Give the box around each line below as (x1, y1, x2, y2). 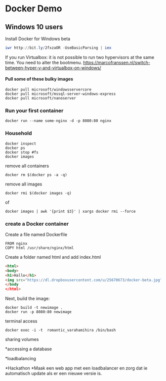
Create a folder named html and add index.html (5, 254, 101, 260)
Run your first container (5, 107, 64, 114)
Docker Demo (5, 3, 62, 14)
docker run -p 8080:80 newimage (5, 310, 72, 315)
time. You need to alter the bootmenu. (5, 59, 83, 65)
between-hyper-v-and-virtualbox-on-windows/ (5, 65, 101, 71)
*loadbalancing (5, 356, 36, 362)
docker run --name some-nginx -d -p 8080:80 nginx (5, 118, 112, 124)
